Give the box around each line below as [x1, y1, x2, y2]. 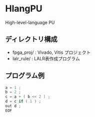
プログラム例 [5, 72, 45, 80]
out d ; [5, 104, 21, 109]
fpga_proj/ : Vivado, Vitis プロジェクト [12, 49, 91, 55]
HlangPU [5, 3, 42, 14]
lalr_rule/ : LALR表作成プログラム [12, 55, 80, 61]
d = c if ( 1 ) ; [5, 99, 41, 104]
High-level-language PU [5, 19, 55, 25]
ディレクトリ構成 [5, 35, 57, 44]
